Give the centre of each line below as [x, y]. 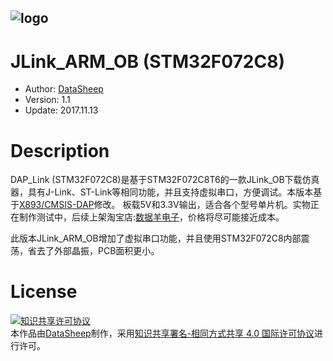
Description [60, 150]
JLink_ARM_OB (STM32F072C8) [147, 61]
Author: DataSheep [64, 89]
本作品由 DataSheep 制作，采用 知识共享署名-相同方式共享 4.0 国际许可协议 [162, 333]
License [44, 292]
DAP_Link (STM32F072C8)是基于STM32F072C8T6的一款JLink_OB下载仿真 [165, 180]
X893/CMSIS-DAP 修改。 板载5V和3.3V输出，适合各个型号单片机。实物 [165, 205]
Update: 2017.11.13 [61, 110]
